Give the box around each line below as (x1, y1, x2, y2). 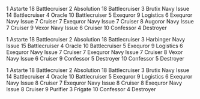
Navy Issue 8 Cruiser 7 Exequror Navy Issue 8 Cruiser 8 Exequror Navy (6, 79, 182, 86)
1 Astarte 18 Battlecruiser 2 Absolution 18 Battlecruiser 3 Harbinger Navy (6, 36, 185, 43)
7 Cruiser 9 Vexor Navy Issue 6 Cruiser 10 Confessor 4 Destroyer (6, 24, 167, 31)
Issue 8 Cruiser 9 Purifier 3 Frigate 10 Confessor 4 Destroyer (6, 86, 156, 92)
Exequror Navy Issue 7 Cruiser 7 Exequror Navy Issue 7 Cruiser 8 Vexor (6, 49, 183, 56)
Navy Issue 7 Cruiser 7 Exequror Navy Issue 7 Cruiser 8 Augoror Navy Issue (6, 18, 194, 25)
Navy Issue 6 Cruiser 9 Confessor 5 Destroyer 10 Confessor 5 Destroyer (6, 55, 185, 62)
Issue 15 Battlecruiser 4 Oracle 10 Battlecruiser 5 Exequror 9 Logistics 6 (6, 42, 183, 49)
